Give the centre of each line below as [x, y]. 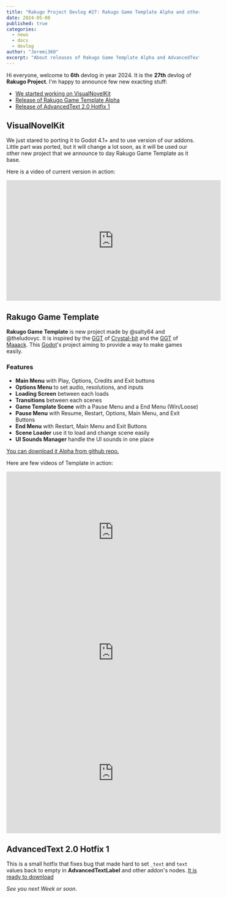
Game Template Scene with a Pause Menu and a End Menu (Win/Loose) [107, 406]
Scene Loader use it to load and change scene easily [82, 432]
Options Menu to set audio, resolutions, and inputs [79, 387]
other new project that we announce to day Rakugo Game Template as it [97, 153]
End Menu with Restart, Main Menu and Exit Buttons [81, 426]
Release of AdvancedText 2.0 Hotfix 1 [62, 106]
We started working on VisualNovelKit [63, 93]
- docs [20, 40]
